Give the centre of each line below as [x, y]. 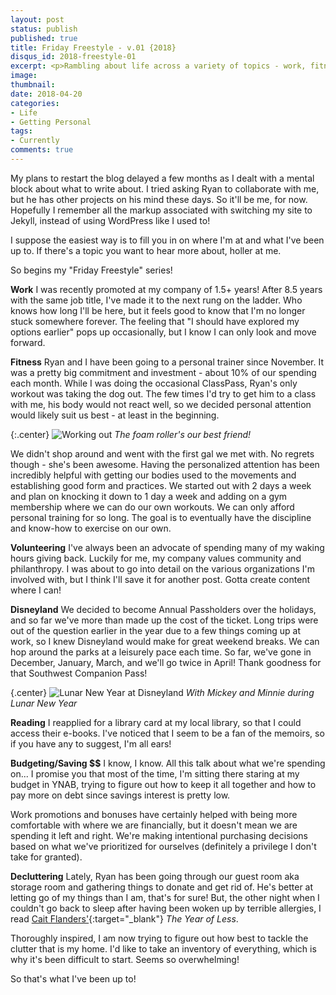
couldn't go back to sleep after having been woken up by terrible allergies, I [166, 908]
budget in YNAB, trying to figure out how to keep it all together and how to [163, 784]
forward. [28, 342]
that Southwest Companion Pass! [79, 673]
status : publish [44, 29]
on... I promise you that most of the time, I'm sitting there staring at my [155, 773]
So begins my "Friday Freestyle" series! [91, 270]
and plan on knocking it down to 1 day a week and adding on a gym [149, 496]
